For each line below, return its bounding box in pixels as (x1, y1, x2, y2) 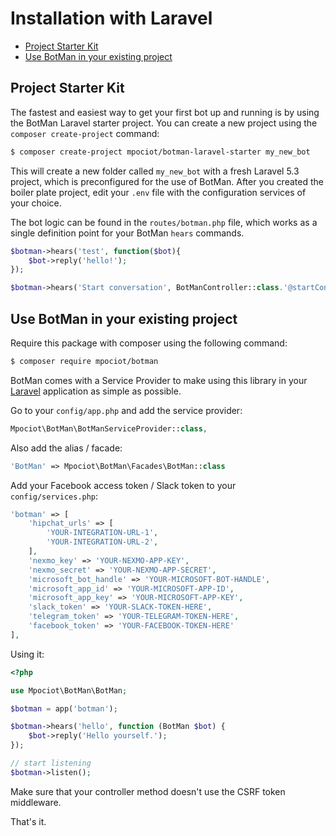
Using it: (10, 648, 45, 660)
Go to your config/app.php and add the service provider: (10, 404, 243, 416)
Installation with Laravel (10, 7, 213, 30)
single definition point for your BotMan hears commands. (10, 227, 245, 239)
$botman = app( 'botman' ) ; (10, 703, 118, 714)
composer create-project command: (10, 127, 160, 139)
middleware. (10, 796, 62, 808)
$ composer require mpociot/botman (10, 356, 159, 366)
